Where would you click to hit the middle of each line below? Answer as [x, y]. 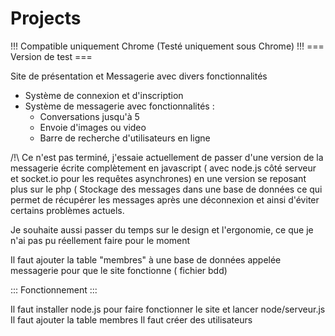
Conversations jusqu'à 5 [89, 116]
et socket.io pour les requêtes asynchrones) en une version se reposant [158, 178]
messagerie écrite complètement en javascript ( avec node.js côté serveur [163, 168]
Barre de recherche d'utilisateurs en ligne [125, 138]
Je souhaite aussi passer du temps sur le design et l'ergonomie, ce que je [162, 229]
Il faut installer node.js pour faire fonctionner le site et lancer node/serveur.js [168, 309]
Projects [46, 18]
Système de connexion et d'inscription [104, 95]
